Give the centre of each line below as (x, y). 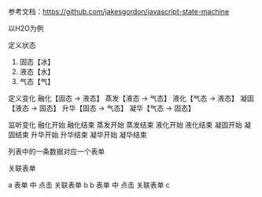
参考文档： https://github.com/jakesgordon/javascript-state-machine (119, 11)
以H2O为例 (26, 28)
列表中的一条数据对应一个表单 (56, 151)
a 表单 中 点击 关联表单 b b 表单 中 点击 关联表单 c (89, 185)
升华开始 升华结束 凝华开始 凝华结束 (89, 135)
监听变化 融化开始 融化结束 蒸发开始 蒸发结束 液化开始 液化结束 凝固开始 (125, 125)
